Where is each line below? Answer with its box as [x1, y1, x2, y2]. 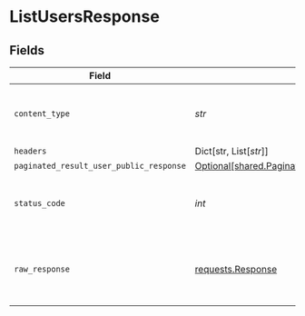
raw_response [14, 264, 71, 274]
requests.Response [194, 263, 278, 275]
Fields [9, 43, 45, 58]
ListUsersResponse [9, 6, 161, 27]
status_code [14, 198, 66, 208]
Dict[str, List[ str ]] [194, 145, 270, 157]
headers [14, 146, 47, 156]
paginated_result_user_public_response [14, 161, 186, 171]
